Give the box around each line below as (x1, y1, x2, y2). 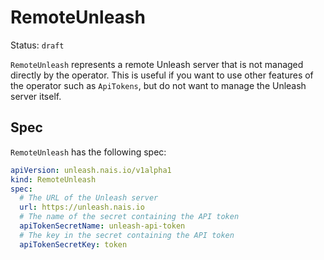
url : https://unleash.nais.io (19, 202, 145, 213)
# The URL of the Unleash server (19, 193, 159, 203)
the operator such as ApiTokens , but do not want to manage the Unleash (10, 79, 307, 91)
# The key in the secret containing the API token (19, 230, 235, 240)
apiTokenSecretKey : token (19, 239, 128, 250)
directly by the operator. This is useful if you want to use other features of (10, 69, 314, 81)
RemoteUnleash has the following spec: (10, 146, 167, 158)
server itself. (10, 90, 62, 102)
